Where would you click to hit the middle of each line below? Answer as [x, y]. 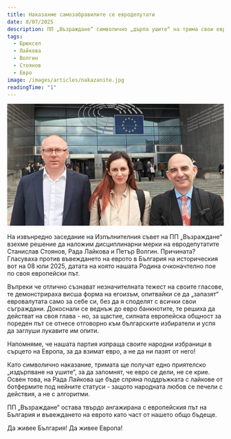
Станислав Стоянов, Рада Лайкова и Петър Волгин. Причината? [101, 252]
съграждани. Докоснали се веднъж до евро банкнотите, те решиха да [111, 309]
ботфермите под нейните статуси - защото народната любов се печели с [115, 387]
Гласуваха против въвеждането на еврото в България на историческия [113, 259]
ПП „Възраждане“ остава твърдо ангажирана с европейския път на [107, 407]
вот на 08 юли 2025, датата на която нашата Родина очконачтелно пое [112, 266]
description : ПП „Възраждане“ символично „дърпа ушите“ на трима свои [110, 29]
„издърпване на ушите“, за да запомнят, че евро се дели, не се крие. [109, 372]
